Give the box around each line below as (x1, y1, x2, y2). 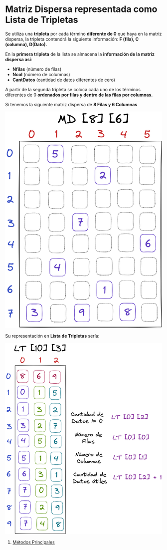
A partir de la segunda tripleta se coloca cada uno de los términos (5, 86, 141, 92)
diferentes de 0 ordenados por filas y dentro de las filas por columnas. (5, 92, 153, 98)
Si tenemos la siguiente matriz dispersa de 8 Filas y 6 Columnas (5, 101, 138, 107)
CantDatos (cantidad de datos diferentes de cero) (12, 77, 116, 83)
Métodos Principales (12, 539, 55, 545)
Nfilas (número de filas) (12, 66, 62, 72)
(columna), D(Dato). (5, 41, 47, 47)
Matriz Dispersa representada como (5, 4, 158, 15)
